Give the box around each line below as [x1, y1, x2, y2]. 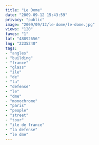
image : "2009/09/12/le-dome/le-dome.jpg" [5, 22, 95, 27]
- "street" [5, 113, 29, 118]
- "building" [5, 55, 33, 61]
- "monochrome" [5, 98, 38, 103]
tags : [5, 46, 17, 51]
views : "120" [5, 27, 33, 32]
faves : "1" [5, 31, 29, 37]
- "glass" [5, 65, 27, 70]
